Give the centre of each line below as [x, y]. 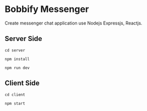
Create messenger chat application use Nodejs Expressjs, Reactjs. [73, 23]
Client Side [22, 83]
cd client [15, 94]
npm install [17, 59]
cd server [15, 50]
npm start [15, 103]
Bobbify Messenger [47, 9]
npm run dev [17, 68]
